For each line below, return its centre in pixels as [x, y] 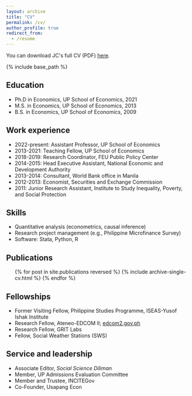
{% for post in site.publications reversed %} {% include [81, 272]
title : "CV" [20, 17]
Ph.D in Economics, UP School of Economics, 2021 [76, 99]
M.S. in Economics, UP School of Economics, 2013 [75, 106]
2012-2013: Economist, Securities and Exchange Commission [88, 182]
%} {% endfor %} [55, 278]
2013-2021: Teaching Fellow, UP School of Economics [79, 151]
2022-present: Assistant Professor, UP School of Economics [87, 144]
